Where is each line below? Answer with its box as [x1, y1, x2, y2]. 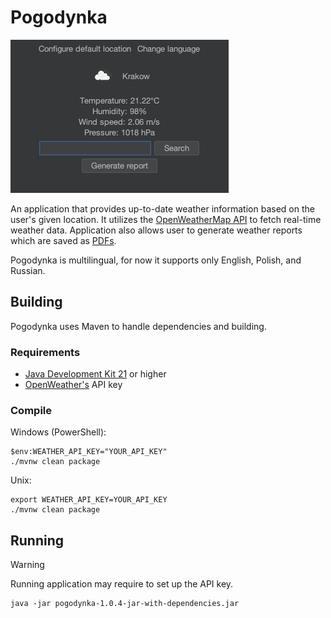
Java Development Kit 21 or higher [24, 368, 167, 380]
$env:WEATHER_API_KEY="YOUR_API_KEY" [10, 447, 168, 457]
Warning [10, 559, 45, 571]
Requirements [10, 345, 81, 359]
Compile [10, 403, 52, 417]
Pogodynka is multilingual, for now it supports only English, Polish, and [10, 254, 302, 266]
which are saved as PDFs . [10, 234, 117, 246]
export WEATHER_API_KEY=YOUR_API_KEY [10, 495, 168, 505]
